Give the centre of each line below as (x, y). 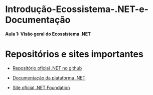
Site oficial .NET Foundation (41, 87)
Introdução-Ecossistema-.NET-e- (77, 9)
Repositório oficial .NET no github (47, 68)
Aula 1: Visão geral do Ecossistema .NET (48, 34)
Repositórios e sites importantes (74, 54)
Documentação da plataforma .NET (49, 78)
